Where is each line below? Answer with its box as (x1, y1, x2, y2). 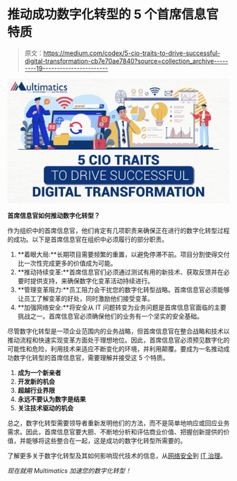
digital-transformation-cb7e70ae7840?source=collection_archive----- (24, 57, 229, 65)
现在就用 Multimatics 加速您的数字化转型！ (7, 466, 132, 475)
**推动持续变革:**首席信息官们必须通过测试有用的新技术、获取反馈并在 (17, 268, 224, 276)
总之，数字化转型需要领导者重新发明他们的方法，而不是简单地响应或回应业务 (7, 418, 230, 427)
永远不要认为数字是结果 (17, 395, 86, 403)
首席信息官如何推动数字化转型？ (7, 211, 100, 220)
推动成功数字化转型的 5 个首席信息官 (7, 6, 219, 23)
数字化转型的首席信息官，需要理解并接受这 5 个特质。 (13, 353, 169, 362)
